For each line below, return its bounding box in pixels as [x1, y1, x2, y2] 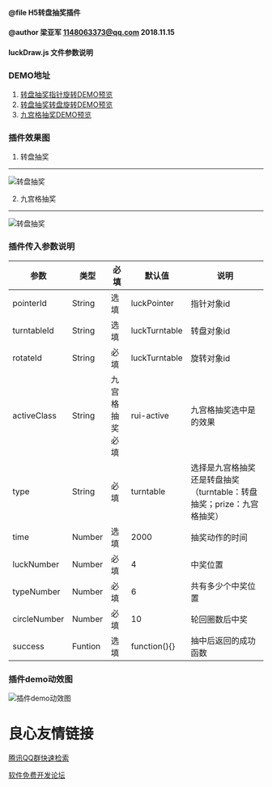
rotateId [12, 352, 43, 364]
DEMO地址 [8, 70, 51, 81]
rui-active [130, 410, 170, 421]
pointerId [12, 297, 47, 308]
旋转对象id [190, 352, 231, 364]
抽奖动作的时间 [190, 531, 249, 542]
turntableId [12, 325, 54, 336]
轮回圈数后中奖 [190, 614, 249, 625]
